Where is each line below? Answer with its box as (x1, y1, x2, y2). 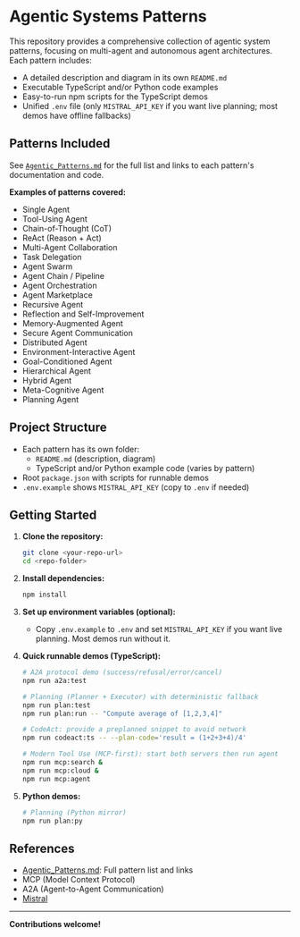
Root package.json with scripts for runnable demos (21, 472, 210, 483)
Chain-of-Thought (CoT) (21, 223, 112, 233)
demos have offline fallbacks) (21, 110, 131, 121)
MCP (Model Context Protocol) (21, 874, 136, 885)
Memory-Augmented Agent (21, 317, 123, 328)
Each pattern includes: (9, 55, 92, 65)
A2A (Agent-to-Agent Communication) (21, 883, 164, 895)
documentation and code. (9, 169, 104, 180)
